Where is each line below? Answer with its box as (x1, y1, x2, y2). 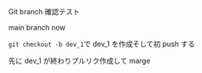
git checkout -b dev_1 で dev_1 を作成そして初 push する (8, 39, 195, 48)
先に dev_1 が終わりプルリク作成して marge (8, 56, 151, 65)
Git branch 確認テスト (8, 7, 80, 16)
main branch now (8, 23, 66, 32)
